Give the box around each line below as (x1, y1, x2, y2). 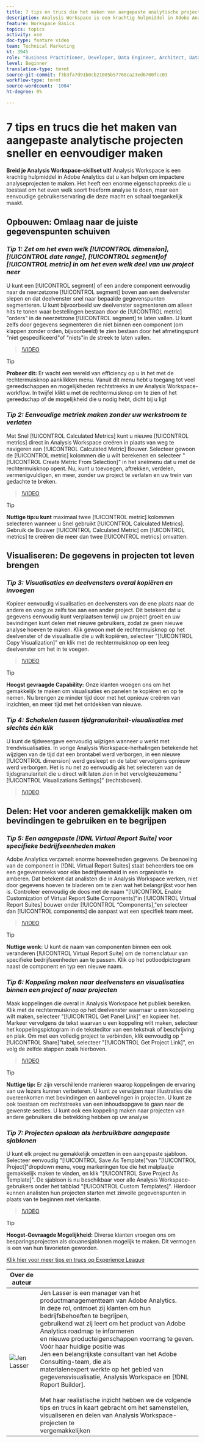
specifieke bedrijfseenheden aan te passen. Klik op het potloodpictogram (6, 956, 191, 964)
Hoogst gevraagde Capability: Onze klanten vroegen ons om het (6, 681, 171, 689)
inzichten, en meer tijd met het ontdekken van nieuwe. (6, 700, 143, 708)
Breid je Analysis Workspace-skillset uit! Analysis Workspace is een (6, 167, 181, 174)
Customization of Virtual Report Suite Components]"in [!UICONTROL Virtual (6, 894, 196, 902)
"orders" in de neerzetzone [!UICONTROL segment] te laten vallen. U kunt (6, 314, 192, 321)
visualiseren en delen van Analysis (40, 1411, 139, 1420)
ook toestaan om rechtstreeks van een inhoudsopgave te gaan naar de (6, 1100, 184, 1108)
